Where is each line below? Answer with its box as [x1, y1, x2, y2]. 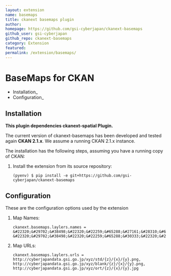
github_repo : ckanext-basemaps [5, 36, 72, 41]
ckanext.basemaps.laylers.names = [12, 225, 86, 230]
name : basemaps [5, 12, 38, 17]
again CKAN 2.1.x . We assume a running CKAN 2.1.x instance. [5, 138, 135, 144]
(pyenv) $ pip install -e [12, 173, 68, 179]
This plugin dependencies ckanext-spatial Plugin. [5, 123, 113, 129]
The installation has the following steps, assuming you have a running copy [5, 148, 163, 154]
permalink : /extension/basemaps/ [5, 50, 77, 55]
